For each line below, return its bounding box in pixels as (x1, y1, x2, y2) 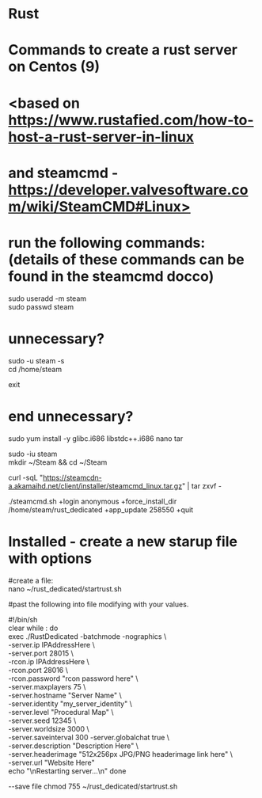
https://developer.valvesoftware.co (8, 180, 249, 199)
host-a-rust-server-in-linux (8, 127, 194, 146)
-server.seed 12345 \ (8, 716, 77, 725)
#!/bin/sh (8, 614, 38, 624)
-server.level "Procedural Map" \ (8, 707, 114, 716)
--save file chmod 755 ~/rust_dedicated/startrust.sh (8, 781, 178, 791)
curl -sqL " (8, 473, 44, 482)
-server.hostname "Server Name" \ (8, 690, 123, 700)
